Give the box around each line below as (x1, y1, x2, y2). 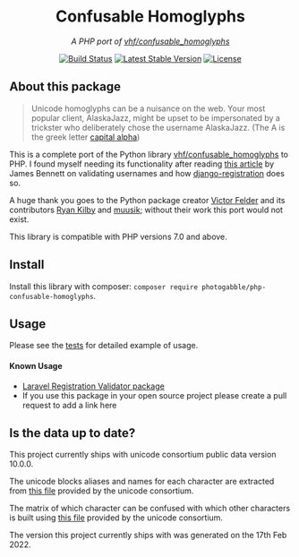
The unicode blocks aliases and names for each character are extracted (9, 476, 275, 487)
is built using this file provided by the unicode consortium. (9, 512, 224, 523)
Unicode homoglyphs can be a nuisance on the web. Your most (30, 103, 266, 114)
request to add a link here (21, 399, 117, 410)
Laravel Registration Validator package (21, 381, 166, 391)
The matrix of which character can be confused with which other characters (9, 503, 291, 514)
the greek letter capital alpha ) (30, 132, 141, 142)
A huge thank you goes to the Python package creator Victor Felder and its (9, 194, 286, 205)
